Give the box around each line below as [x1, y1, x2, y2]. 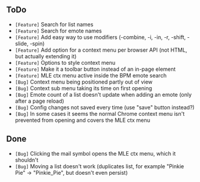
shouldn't [14, 156, 39, 163]
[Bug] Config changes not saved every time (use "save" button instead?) [14, 103, 195, 111]
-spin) [29, 40, 45, 47]
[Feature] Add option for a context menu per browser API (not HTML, [14, 46, 187, 53]
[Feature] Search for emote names [14, 27, 102, 34]
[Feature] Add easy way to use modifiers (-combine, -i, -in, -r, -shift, [14, 33, 186, 41]
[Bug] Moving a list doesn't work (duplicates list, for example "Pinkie [14, 162, 184, 170]
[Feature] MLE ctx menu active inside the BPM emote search [14, 71, 167, 79]
